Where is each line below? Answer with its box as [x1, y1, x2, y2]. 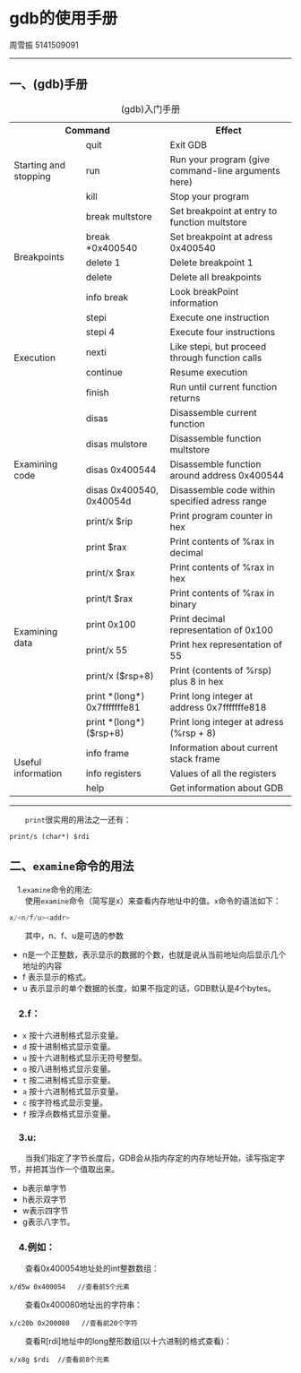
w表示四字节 [21, 1205, 69, 1216]
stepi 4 [85, 325, 115, 338]
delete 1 [85, 256, 121, 269]
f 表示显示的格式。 [21, 971, 91, 982]
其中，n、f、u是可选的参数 [25, 930, 124, 941]
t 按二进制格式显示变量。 [21, 1075, 116, 1085]
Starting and [13, 159, 65, 171]
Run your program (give [169, 153, 271, 166]
